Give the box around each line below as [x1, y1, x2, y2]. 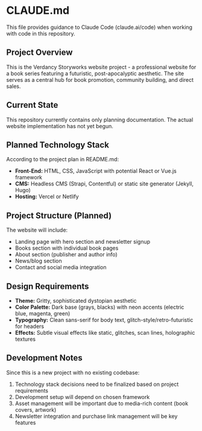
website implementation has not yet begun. [6, 122, 113, 129]
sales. [6, 82, 21, 90]
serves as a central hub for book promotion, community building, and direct [6, 76, 194, 83]
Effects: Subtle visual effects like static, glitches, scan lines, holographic [14, 329, 195, 336]
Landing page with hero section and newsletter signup [14, 238, 151, 246]
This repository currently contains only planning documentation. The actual [6, 116, 194, 123]
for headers [14, 323, 45, 330]
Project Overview [6, 48, 73, 58]
